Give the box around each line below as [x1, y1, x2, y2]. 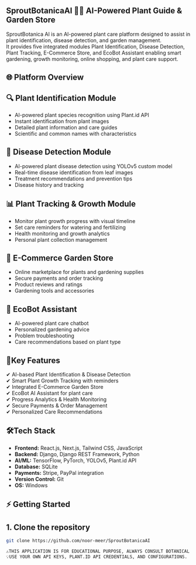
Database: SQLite [14, 463, 58, 470]
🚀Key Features [6, 355, 60, 365]
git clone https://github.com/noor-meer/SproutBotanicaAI [6, 538, 150, 544]
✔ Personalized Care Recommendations [6, 408, 102, 416]
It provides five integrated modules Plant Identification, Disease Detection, [6, 43, 185, 50]
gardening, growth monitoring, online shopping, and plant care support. [6, 55, 178, 62]
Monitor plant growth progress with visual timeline [14, 217, 136, 224]
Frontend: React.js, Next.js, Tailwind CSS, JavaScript [14, 444, 143, 451]
